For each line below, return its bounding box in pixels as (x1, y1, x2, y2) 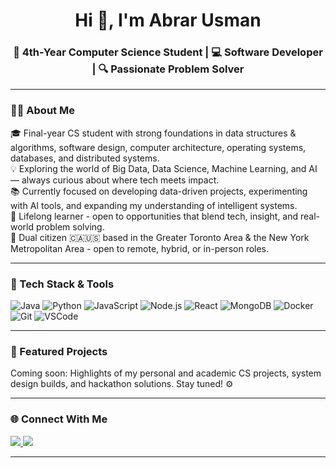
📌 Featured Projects (10, 345, 108, 358)
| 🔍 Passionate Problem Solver (91, 62, 245, 76)
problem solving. (35, 220, 105, 233)
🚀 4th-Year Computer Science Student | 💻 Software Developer (13, 45, 323, 59)
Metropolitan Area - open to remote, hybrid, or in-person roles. (10, 242, 270, 254)
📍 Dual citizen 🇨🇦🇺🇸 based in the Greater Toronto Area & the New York (10, 231, 310, 243)
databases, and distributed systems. (10, 152, 160, 164)
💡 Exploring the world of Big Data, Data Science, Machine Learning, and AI (10, 162, 318, 174)
